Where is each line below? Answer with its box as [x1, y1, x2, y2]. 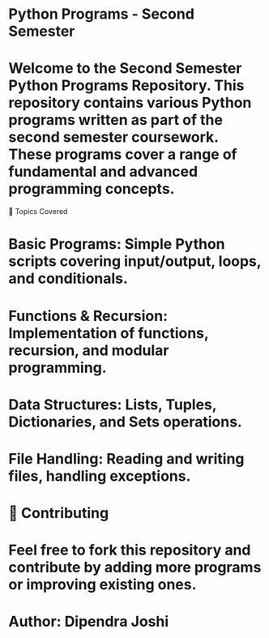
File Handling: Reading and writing [8, 449, 245, 468]
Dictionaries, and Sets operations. [8, 413, 243, 430]
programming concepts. [8, 180, 175, 199]
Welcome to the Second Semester [8, 59, 242, 78]
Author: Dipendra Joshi [8, 613, 169, 631]
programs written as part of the [8, 111, 223, 130]
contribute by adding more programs [8, 559, 262, 576]
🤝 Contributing [8, 504, 109, 523]
